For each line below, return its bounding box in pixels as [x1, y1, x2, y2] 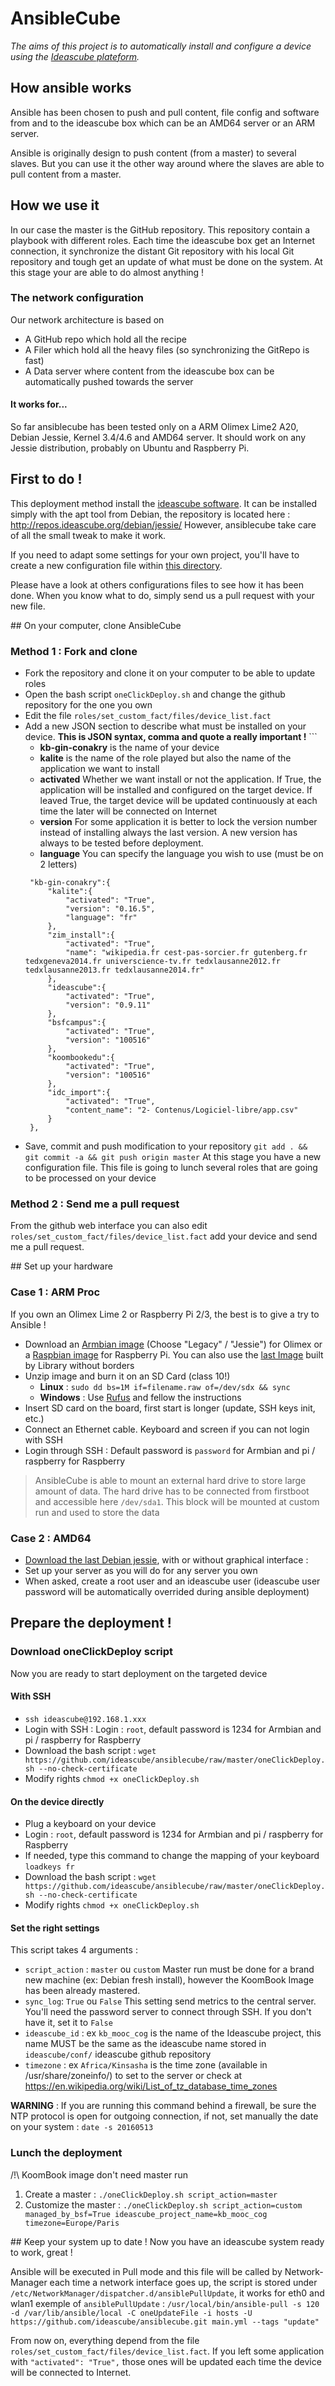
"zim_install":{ [47, 930, 115, 941]
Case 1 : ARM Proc [10, 1285, 101, 1299]
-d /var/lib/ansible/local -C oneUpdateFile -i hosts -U [10, 2308, 253, 2318]
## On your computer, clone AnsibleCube [10, 619, 182, 631]
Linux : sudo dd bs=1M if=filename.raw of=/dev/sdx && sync [39, 1380, 291, 1392]
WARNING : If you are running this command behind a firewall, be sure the [10, 2100, 317, 2112]
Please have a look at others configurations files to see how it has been [10, 578, 305, 591]
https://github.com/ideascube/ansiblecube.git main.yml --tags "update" [10, 2317, 320, 2327]
